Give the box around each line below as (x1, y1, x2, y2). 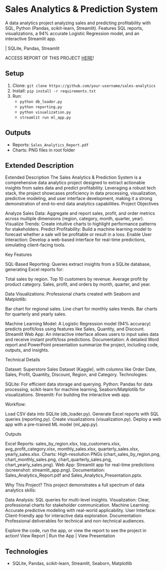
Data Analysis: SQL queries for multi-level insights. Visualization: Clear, (5, 497, 150, 503)
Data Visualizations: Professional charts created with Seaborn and (5, 291, 140, 297)
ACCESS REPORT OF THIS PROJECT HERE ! (5, 55, 94, 61)
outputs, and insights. (5, 347, 50, 353)
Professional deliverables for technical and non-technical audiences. (5, 518, 145, 524)
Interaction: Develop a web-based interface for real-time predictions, (5, 237, 146, 243)
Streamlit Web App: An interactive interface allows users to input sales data (5, 331, 159, 337)
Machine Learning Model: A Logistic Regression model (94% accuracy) (5, 321, 151, 327)
